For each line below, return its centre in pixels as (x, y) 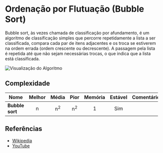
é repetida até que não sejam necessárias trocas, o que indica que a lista (78, 53)
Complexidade (27, 84)
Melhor (37, 97)
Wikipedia (22, 140)
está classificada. (23, 58)
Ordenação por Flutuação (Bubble (75, 9)
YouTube (21, 146)
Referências (24, 129)
